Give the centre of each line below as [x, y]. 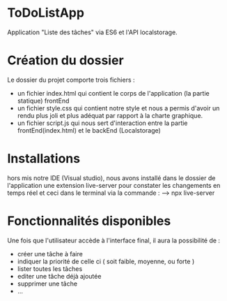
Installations [44, 159]
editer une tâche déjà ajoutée [59, 276]
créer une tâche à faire [50, 254]
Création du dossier [65, 60]
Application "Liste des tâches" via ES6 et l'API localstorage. [92, 32]
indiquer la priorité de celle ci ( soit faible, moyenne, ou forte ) [106, 261]
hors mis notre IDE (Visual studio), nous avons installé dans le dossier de [111, 178]
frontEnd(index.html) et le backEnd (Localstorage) [89, 130]
